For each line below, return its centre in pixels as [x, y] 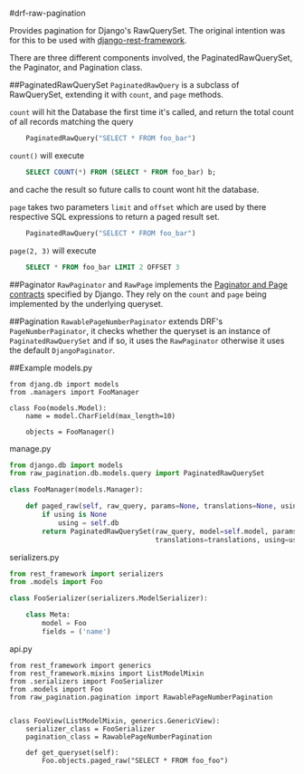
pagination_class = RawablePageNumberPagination [119, 737]
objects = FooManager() [71, 432]
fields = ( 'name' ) [76, 631]
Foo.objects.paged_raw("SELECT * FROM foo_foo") [135, 760]
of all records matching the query [71, 122]
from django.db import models [66, 465]
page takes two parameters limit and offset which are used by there [138, 206]
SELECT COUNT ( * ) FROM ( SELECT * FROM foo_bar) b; [121, 172]
